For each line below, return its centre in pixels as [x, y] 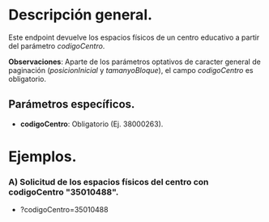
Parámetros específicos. [72, 104]
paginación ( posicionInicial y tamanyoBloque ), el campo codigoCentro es [131, 70]
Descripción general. [80, 15]
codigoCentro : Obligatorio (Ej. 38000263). [92, 124]
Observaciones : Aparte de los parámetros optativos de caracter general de [134, 62]
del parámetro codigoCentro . [57, 45]
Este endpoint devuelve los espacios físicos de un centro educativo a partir [134, 37]
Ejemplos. [43, 156]
